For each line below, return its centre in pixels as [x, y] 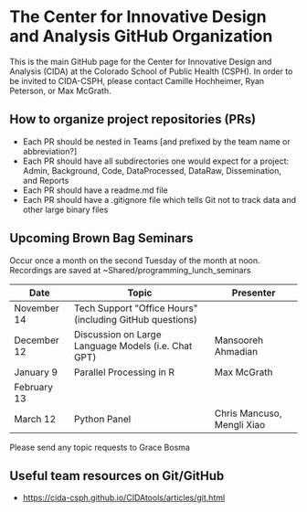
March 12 [35, 419]
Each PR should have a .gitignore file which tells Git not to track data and [159, 199]
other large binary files [65, 209]
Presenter [254, 293]
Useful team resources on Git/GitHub [117, 476]
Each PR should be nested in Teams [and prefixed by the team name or [156, 141]
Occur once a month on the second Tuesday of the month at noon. [135, 260]
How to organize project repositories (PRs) [133, 119]
